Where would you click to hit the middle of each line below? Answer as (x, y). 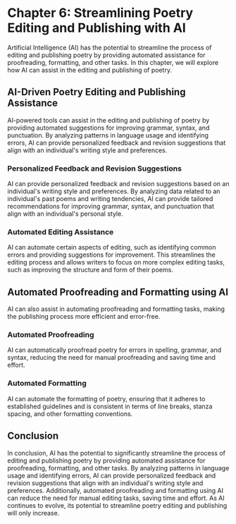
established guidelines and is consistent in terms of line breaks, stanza (110, 406)
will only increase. (33, 513)
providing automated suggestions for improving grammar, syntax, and (108, 128)
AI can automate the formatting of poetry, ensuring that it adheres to (106, 398)
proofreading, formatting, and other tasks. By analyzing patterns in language (118, 468)
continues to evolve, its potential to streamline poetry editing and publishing (117, 505)
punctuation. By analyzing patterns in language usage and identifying (108, 135)
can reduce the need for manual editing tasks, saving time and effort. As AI (116, 498)
